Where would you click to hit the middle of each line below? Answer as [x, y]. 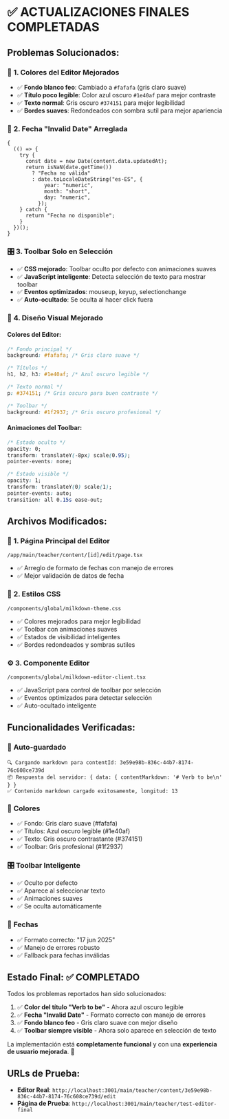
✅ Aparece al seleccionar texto [61, 891]
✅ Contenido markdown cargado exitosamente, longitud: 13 [92, 791]
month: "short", [67, 192]
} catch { [34, 210]
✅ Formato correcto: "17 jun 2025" [66, 940]
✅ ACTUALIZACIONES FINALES [98, 12]
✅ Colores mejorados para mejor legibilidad [79, 621]
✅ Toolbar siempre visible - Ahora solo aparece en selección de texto [117, 1031]
